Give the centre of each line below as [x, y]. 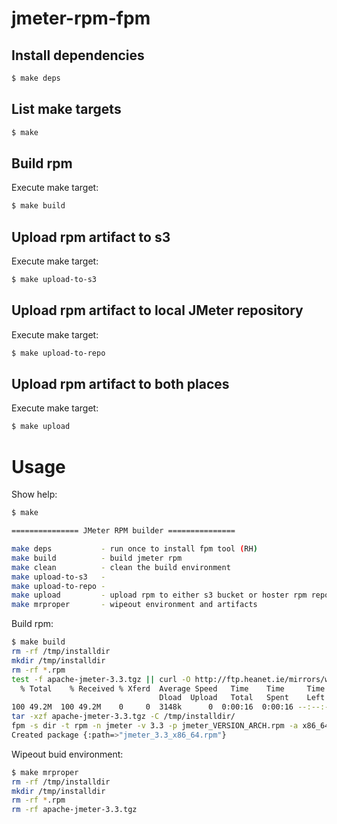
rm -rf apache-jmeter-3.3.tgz [74, 810]
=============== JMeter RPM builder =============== [123, 531]
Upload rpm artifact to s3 [91, 237]
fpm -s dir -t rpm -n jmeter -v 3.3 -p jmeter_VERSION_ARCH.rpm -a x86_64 [170, 726]
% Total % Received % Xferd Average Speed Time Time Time [173, 688]
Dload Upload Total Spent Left [242, 698]
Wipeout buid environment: [67, 754]
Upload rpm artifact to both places [120, 384]
